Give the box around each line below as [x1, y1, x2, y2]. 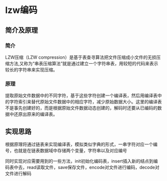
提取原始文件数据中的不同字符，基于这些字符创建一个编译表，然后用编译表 [5, 92, 158, 98]
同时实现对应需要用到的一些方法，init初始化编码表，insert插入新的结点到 [5, 158, 154, 164]
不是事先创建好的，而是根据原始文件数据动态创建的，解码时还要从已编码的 [5, 105, 158, 111]
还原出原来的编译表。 [13, 111, 58, 117]
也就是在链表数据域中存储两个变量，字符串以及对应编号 [13, 147, 127, 153]
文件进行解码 [5, 170, 31, 177]
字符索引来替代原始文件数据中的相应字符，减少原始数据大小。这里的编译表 [9, 99, 162, 105]
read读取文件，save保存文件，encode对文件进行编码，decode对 [26, 164, 160, 170]
